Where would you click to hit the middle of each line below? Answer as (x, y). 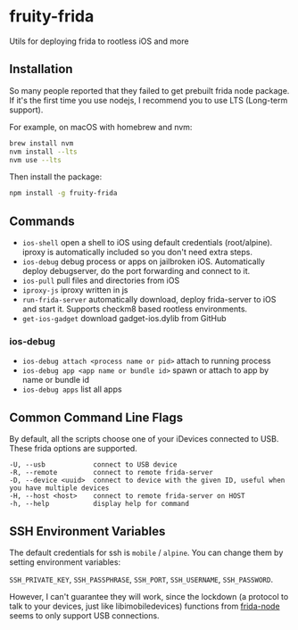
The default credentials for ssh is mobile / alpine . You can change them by (146, 552)
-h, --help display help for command (99, 504)
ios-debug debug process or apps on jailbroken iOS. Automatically (144, 261)
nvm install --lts (43, 152)
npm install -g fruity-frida (63, 194)
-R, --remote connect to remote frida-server (112, 473)
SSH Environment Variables (87, 531)
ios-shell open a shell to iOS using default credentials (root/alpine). (147, 243)
